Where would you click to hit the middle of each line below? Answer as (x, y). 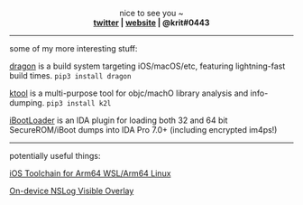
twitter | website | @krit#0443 (151, 23)
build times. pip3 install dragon (70, 75)
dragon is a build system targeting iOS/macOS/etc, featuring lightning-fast (147, 66)
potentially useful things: (55, 156)
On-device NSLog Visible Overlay (72, 191)
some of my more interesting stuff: (73, 48)
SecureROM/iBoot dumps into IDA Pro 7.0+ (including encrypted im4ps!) (143, 130)
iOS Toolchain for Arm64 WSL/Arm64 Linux (90, 173)
